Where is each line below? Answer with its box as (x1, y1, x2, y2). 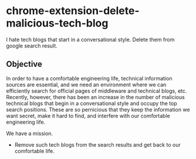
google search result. (6, 42, 58, 49)
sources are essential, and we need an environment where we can (6, 81, 167, 88)
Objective (6, 59, 43, 69)
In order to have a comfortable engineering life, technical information (6, 75, 173, 82)
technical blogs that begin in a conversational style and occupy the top (6, 100, 177, 107)
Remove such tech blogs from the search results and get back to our (14, 141, 181, 148)
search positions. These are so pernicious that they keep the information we (6, 106, 190, 113)
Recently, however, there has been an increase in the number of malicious (6, 93, 185, 100)
